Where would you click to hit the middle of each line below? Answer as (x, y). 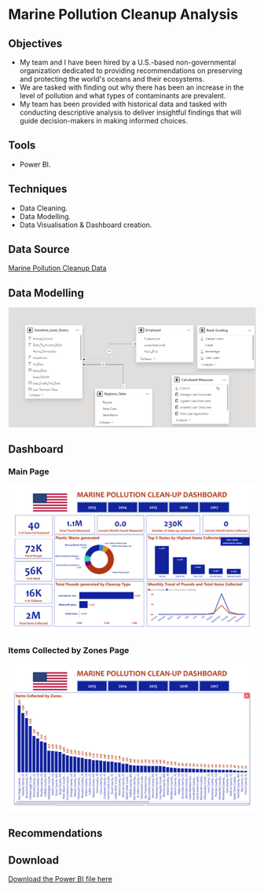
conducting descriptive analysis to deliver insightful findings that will (130, 112)
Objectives (35, 44)
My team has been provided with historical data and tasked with (123, 104)
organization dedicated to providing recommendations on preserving (131, 71)
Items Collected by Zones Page (69, 650)
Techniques (38, 189)
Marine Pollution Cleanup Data (57, 268)
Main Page (29, 471)
